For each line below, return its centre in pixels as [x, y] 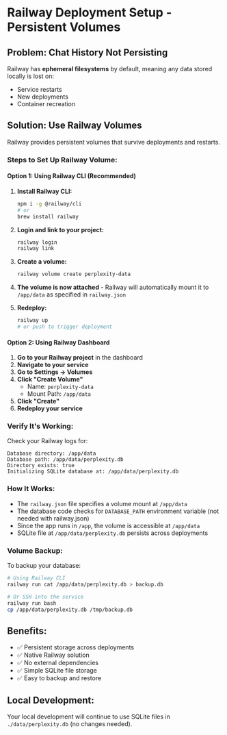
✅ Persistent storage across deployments [76, 647]
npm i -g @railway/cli [49, 203]
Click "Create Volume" [50, 379]
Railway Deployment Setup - [90, 13]
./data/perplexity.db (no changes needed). [70, 724]
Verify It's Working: [40, 426]
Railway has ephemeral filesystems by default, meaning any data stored [110, 69]
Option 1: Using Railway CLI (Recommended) [72, 176]
